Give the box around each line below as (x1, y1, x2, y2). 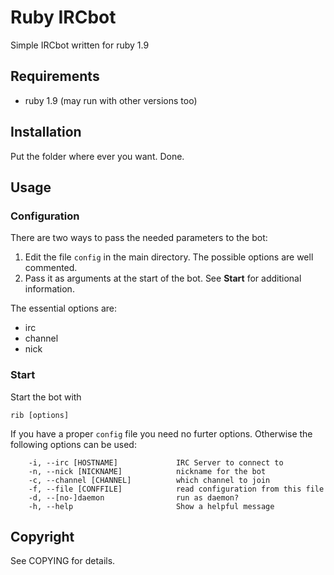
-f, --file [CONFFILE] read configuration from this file (28, 484, 325, 494)
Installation (10, 124, 82, 141)
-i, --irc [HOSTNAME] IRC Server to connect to (28, 457, 284, 468)
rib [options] (10, 410, 70, 420)
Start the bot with (10, 391, 82, 403)
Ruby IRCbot (10, 6, 117, 29)
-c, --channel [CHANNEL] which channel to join (28, 475, 271, 485)
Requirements (10, 68, 100, 85)
